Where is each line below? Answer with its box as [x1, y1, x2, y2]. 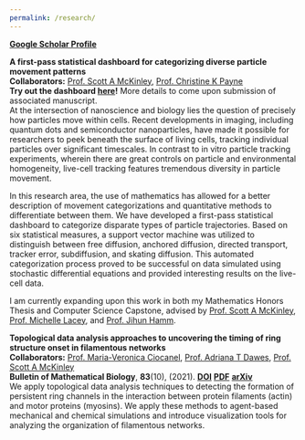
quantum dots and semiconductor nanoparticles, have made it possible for [9, 124, 289, 135]
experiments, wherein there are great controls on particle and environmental [9, 152, 297, 164]
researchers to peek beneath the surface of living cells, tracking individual [9, 133, 289, 144]
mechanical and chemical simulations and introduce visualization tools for [9, 410, 288, 421]
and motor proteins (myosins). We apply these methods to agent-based [9, 400, 279, 411]
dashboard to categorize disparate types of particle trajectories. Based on [9, 219, 288, 230]
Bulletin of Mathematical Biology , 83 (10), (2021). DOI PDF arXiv [9, 371, 253, 382]
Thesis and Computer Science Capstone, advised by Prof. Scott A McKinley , [9, 305, 297, 316]
